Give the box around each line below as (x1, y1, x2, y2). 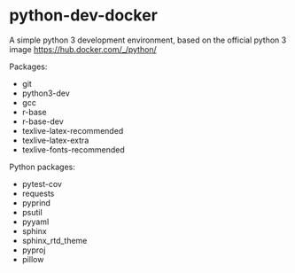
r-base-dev (21, 116, 64, 127)
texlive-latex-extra (21, 135, 89, 145)
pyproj (21, 245, 46, 255)
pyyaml (21, 216, 50, 227)
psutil (21, 207, 43, 217)
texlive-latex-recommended (21, 125, 124, 136)
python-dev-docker (9, 5, 158, 26)
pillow (21, 253, 44, 264)
